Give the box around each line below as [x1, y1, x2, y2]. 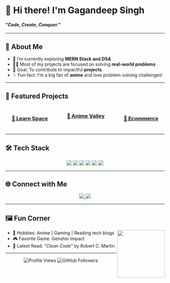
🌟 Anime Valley [66, 112, 105, 119]
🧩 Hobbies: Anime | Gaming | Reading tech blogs [12, 230, 115, 236]
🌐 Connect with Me [5, 180, 67, 188]
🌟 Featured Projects [5, 92, 69, 100]
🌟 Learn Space [12, 115, 48, 122]
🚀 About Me [5, 43, 43, 51]
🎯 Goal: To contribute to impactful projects [12, 67, 102, 73]
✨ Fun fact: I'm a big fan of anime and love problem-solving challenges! [12, 72, 163, 78]
